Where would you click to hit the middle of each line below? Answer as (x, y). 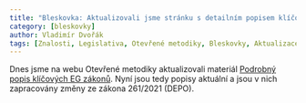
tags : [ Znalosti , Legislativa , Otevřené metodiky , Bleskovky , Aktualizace (154, 43)
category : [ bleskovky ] (52, 26)
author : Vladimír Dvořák (56, 35)
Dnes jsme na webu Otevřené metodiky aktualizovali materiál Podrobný (143, 69)
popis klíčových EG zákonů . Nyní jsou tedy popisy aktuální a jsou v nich (143, 79)
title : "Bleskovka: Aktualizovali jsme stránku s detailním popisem (142, 18)
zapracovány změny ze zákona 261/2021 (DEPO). (102, 88)
